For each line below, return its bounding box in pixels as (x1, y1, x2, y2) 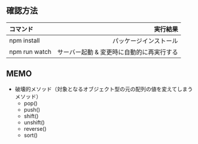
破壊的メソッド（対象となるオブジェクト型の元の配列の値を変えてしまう (14, 85, 193, 92)
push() (23, 106, 41, 113)
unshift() (23, 119, 45, 126)
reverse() (23, 125, 47, 132)
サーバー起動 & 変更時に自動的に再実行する (57, 47, 178, 56)
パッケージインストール (112, 37, 178, 45)
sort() (23, 131, 38, 139)
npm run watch (9, 47, 52, 56)
